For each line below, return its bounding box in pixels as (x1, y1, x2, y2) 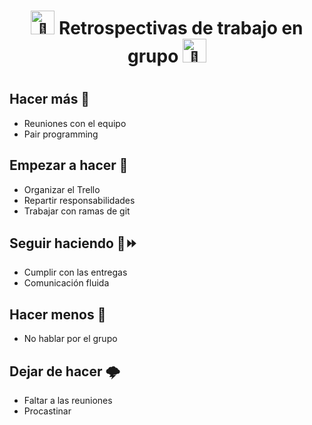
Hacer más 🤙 (9, 91, 91, 108)
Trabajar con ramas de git (23, 205, 131, 217)
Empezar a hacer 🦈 (9, 157, 129, 174)
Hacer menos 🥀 (9, 306, 107, 323)
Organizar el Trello (23, 183, 101, 195)
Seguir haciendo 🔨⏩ (9, 235, 138, 252)
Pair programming (23, 128, 99, 140)
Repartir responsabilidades (23, 194, 136, 206)
